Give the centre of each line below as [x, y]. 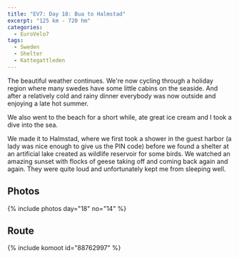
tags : [15, 41]
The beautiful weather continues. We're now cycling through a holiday [111, 81]
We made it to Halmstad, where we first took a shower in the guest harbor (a [119, 138]
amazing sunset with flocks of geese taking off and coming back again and [118, 161]
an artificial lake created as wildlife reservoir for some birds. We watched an [119, 153]
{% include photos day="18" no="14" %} [67, 208]
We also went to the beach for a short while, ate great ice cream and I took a [119, 117]
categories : [25, 27]
